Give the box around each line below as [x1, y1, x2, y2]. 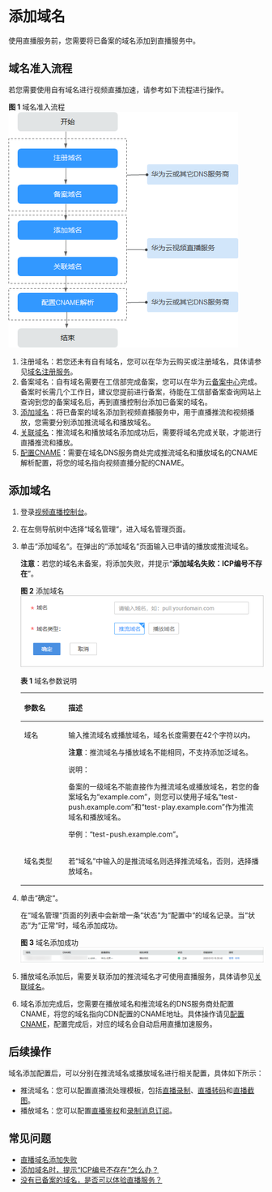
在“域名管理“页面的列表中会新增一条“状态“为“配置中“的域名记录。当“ [19, 910, 249, 920]
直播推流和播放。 [19, 437, 78, 447]
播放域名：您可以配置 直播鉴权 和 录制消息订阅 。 [19, 1105, 176, 1115]
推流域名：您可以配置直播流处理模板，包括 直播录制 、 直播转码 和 [19, 1085, 233, 1095]
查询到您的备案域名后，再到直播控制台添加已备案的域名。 [19, 397, 212, 407]
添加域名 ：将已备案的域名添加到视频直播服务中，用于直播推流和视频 [19, 407, 248, 417]
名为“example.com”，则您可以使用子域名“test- [82, 792, 239, 802]
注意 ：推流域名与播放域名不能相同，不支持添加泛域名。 [68, 747, 253, 757]
